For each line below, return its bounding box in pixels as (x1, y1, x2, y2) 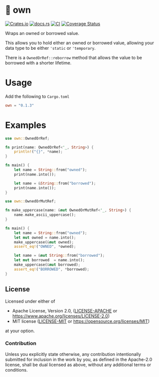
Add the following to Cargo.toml (5, 93, 70, 99)
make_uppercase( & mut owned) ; (14, 240, 74, 244)
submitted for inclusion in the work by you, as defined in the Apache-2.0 (5, 356, 152, 362)
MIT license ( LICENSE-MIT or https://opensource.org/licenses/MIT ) (12, 318, 150, 324)
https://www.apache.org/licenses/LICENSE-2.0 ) (12, 313, 110, 319)
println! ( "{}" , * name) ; (14, 149, 63, 154)
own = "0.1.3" (5, 103, 35, 108)
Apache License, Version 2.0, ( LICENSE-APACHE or (12, 308, 118, 313)
